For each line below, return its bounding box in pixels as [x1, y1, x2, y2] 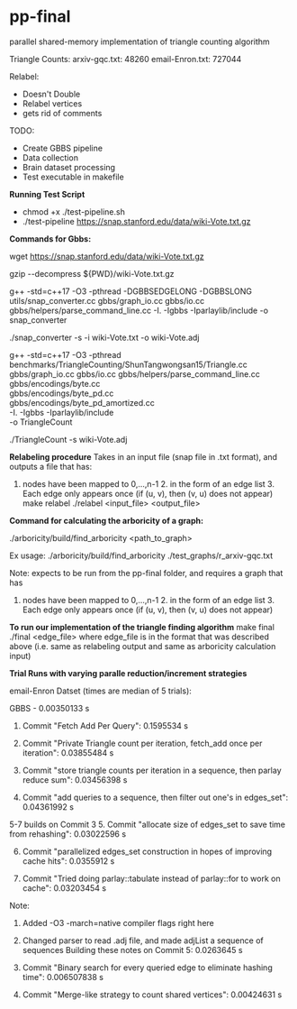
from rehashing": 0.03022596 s [9, 828, 127, 839]
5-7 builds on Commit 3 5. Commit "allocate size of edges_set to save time [9, 819, 286, 830]
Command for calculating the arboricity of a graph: [9, 515, 204, 526]
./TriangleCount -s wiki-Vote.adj [9, 434, 128, 445]
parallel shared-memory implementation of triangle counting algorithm [9, 36, 270, 47]
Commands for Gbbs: [9, 233, 92, 244]
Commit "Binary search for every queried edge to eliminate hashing [22, 962, 273, 973]
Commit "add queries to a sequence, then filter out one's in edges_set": [22, 792, 289, 803]
